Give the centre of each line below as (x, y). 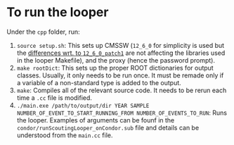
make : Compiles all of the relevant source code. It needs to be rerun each (122, 90)
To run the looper (58, 12)
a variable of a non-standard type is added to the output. (99, 82)
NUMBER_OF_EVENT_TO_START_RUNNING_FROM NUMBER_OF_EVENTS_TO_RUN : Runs (122, 113)
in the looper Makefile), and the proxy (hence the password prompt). (116, 60)
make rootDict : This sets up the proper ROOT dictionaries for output (115, 68)
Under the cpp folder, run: (43, 32)
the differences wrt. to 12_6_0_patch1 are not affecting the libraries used (121, 53)
